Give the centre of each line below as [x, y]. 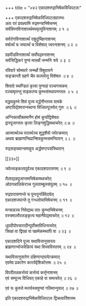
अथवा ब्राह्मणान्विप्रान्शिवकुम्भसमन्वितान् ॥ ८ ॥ [40, 138]
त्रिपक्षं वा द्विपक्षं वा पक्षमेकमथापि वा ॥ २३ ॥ [38, 231]
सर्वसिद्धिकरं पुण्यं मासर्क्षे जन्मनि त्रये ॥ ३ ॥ [38, 60]
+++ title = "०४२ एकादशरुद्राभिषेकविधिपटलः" [43, 8]
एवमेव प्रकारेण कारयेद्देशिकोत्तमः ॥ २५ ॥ [36, 262]
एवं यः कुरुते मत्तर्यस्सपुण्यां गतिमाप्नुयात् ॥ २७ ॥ [42, 288]
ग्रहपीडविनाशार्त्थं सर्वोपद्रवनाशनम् [30, 55]
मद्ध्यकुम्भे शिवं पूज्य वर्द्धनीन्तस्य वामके [34, 102]
